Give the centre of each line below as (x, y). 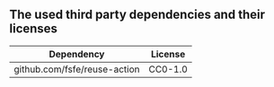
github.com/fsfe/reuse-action (77, 69)
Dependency (77, 54)
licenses (34, 29)
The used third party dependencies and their (137, 15)
